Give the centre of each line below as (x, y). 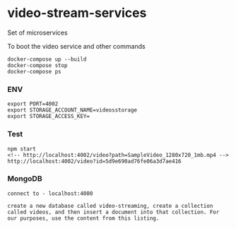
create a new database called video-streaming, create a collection (110, 206)
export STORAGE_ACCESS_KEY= (49, 117)
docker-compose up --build (47, 59)
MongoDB (25, 179)
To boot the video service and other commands (77, 46)
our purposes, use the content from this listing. (83, 218)
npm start (22, 149)
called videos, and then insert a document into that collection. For (113, 212)
